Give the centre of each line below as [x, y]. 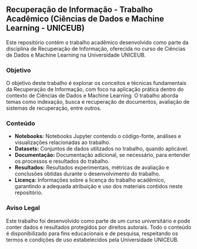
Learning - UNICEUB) [46, 28]
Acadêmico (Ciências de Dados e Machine [85, 19]
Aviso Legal [23, 208]
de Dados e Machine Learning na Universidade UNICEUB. [76, 55]
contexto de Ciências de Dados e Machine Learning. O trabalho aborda [92, 96]
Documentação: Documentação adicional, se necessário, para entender [102, 155]
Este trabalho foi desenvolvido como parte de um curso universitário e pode [98, 221]
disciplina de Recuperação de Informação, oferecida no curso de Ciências [96, 48]
